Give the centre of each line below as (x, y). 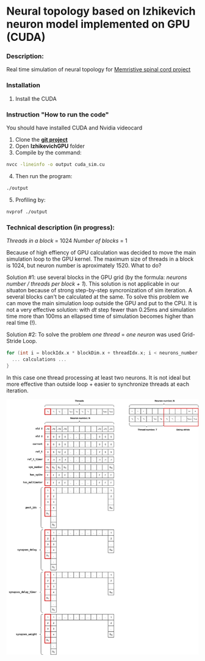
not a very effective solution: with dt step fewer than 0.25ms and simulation (101, 310)
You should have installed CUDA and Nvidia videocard (74, 128)
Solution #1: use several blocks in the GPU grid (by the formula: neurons (97, 277)
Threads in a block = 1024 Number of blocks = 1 (67, 240)
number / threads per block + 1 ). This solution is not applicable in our (93, 284)
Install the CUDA (36, 98)
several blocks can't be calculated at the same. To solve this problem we (98, 297)
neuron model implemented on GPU (98, 24)
